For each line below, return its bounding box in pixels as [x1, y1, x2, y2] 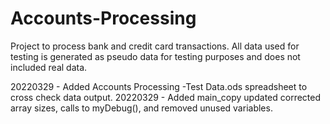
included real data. [10, 61, 88, 73]
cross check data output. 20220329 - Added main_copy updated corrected [10, 91, 322, 103]
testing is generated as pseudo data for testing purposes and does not [10, 50, 301, 62]
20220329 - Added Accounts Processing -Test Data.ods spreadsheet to [10, 80, 308, 92]
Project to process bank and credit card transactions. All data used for [10, 40, 300, 52]
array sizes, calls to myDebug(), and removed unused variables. [10, 102, 273, 114]
